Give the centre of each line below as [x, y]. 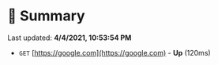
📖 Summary [46, 16]
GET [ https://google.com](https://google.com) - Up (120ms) [115, 52]
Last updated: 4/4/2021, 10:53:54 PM [70, 38]
